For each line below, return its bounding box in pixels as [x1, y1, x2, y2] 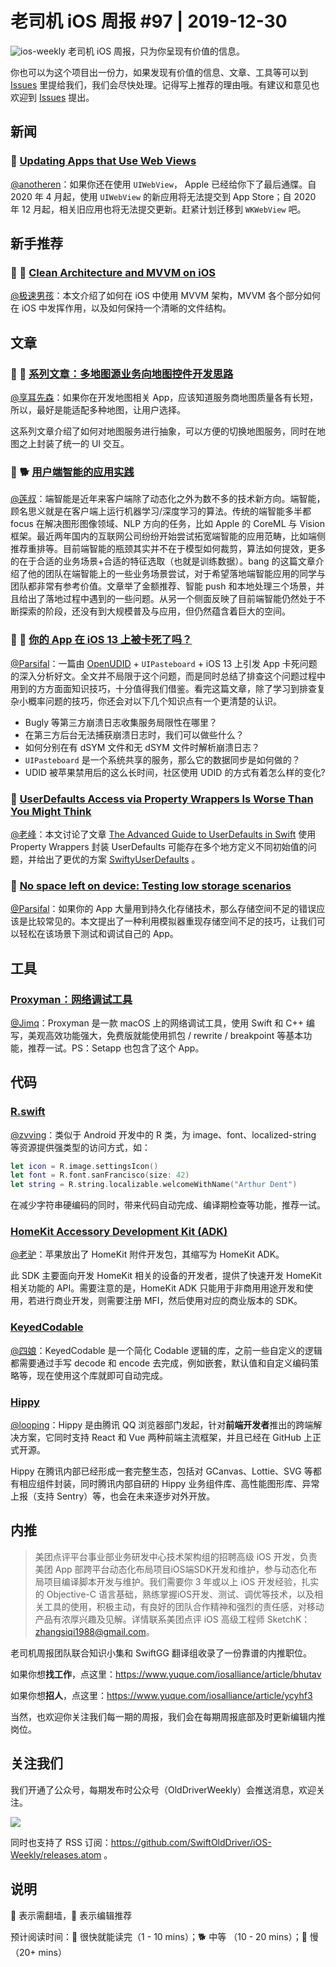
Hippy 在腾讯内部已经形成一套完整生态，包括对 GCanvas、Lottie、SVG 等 [10, 1465, 313, 1477]
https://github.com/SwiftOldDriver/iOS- [110, 1836, 272, 1848]
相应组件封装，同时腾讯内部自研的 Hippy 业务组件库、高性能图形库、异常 [18, 1478, 320, 1490]
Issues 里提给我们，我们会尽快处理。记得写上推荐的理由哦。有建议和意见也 [10, 78, 320, 91]
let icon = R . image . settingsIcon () [10, 1161, 159, 1171]
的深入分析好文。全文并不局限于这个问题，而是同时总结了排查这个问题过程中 [10, 670, 326, 682]
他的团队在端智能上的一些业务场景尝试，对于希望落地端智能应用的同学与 [27, 568, 326, 580]
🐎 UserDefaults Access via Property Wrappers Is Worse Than [10, 792, 314, 806]
